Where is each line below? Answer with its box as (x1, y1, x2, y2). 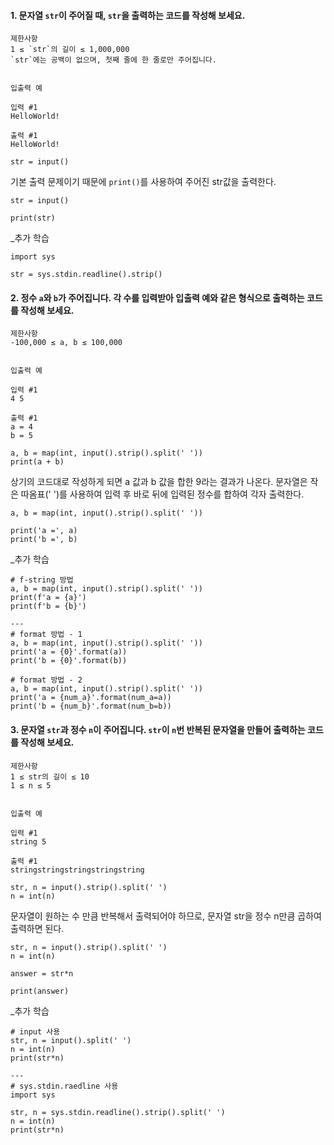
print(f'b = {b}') (10, 601, 87, 612)
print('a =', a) (10, 526, 78, 536)
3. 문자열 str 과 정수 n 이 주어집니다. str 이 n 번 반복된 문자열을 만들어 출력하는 (10, 724, 306, 735)
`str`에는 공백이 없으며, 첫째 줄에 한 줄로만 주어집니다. (10, 55, 217, 65)
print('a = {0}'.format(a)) (10, 647, 128, 657)
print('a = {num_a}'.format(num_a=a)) (10, 693, 172, 703)
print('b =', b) (10, 535, 78, 545)
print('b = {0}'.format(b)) (10, 656, 128, 666)
